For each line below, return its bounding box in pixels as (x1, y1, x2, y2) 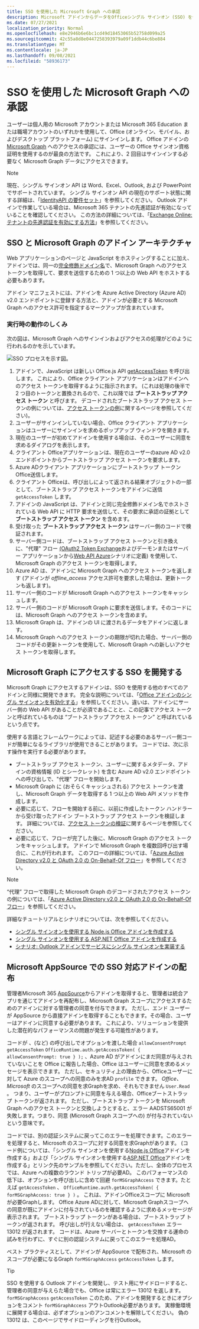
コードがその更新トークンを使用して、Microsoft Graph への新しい (15, 641, 175, 648)
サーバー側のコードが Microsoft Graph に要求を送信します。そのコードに (15, 604, 193, 611)
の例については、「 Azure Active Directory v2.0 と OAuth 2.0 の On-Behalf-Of (6, 896, 191, 903)
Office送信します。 (15, 471, 61, 478)
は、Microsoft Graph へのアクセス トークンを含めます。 (15, 611, 151, 618)
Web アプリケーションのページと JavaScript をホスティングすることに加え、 (6, 255, 193, 262)
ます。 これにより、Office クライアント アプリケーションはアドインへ (20, 375, 189, 382)
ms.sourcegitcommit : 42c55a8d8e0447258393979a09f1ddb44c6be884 (6, 36, 166, 42)
